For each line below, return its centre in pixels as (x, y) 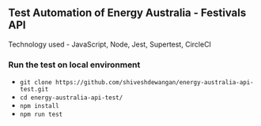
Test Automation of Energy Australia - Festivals (127, 13)
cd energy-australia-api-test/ (71, 98)
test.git (34, 90)
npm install (39, 106)
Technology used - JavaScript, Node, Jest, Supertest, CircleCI (110, 44)
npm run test (41, 115)
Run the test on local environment (74, 65)
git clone (36, 83)
